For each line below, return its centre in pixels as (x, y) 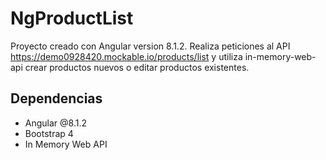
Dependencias (56, 98)
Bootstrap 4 (49, 133)
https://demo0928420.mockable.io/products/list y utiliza (126, 56)
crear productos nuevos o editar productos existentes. (137, 67)
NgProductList (72, 18)
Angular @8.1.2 (56, 123)
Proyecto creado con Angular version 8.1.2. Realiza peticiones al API (150, 46)
